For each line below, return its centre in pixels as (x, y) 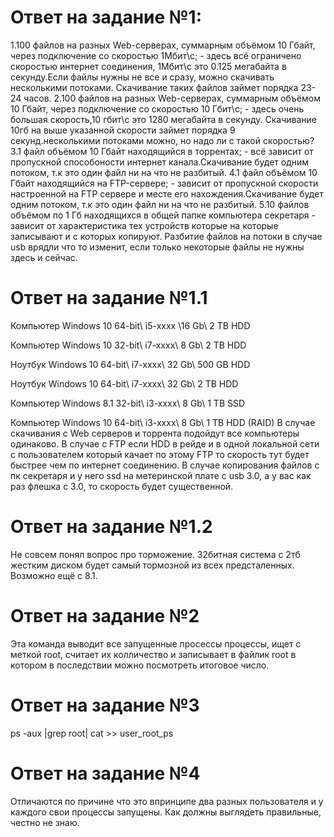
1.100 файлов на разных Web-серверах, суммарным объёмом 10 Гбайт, (163, 45)
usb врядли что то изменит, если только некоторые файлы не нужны (157, 247)
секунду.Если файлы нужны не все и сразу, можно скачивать (142, 77)
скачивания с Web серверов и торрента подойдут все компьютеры (155, 433)
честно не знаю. (45, 822)
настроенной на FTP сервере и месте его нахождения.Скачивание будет (167, 193)
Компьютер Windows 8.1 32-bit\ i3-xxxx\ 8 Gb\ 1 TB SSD (128, 403)
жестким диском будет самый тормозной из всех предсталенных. (152, 565)
